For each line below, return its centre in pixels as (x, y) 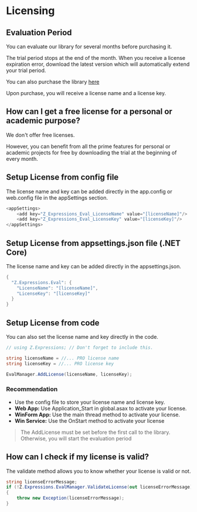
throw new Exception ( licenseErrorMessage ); (71, 498)
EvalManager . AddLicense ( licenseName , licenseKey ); (69, 374)
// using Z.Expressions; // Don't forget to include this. (80, 348)
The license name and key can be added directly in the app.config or (89, 191)
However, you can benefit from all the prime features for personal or (89, 146)
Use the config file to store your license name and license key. (90, 402)
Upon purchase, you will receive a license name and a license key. (86, 93)
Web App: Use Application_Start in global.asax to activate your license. (101, 408)
